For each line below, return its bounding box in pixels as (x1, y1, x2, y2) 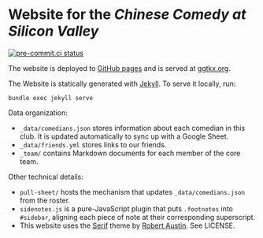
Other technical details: (8, 172, 84, 181)
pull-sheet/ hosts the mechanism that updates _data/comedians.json (19, 187, 246, 196)
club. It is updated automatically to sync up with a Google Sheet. (19, 132, 229, 141)
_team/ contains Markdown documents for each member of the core (19, 148, 241, 158)
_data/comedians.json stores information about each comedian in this (19, 123, 246, 132)
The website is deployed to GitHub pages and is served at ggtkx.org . (8, 63, 231, 73)
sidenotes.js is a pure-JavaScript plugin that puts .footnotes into (19, 203, 234, 214)
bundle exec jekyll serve (8, 94, 93, 102)
